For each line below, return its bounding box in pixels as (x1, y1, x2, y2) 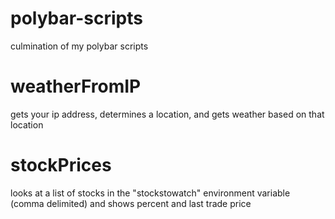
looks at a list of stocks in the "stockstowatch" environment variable (10, 187, 291, 199)
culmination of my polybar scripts (10, 40, 149, 52)
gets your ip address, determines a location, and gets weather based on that (10, 108, 325, 120)
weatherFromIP (10, 75, 142, 98)
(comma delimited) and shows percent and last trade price (10, 197, 252, 209)
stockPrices (10, 154, 112, 177)
